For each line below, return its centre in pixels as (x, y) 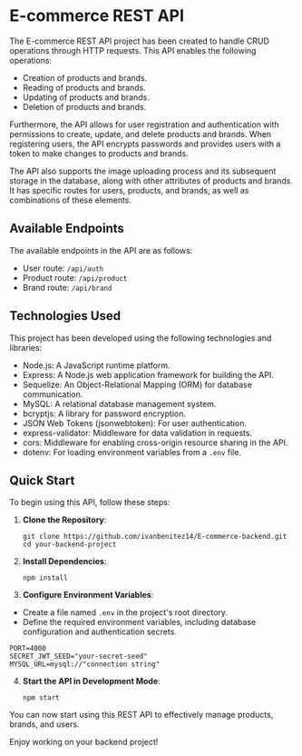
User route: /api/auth (63, 268)
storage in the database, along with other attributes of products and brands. (151, 180)
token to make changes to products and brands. (99, 153)
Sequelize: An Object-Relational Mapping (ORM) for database (137, 384)
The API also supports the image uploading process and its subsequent (143, 171)
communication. (53, 394)
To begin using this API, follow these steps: (90, 502)
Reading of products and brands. (84, 87)
